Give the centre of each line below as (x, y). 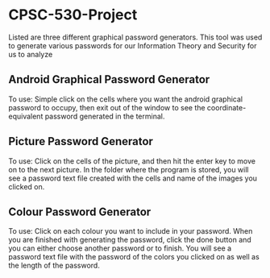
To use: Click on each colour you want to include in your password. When (131, 231)
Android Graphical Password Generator (109, 79)
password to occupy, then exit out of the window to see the (107, 107)
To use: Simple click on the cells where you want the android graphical (126, 99)
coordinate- (226, 107)
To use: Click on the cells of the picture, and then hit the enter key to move (132, 161)
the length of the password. (54, 266)
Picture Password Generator (81, 141)
